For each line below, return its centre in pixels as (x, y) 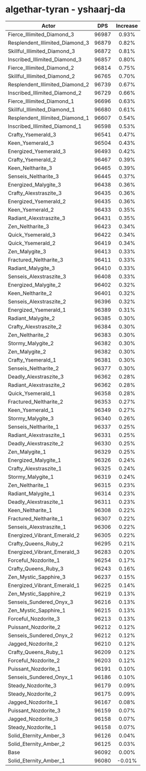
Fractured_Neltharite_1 (35, 518)
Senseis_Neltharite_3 (33, 176)
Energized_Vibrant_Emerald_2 (44, 535)
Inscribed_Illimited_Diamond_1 (45, 126)
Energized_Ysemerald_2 (37, 201)
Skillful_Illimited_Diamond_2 (42, 76)
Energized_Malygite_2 (35, 285)
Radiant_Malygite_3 (32, 268)
